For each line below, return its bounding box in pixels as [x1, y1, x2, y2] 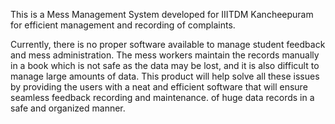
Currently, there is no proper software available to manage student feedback [10, 39, 326, 50]
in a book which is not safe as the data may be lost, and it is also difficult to [10, 60, 320, 71]
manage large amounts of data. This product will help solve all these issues [10, 70, 320, 82]
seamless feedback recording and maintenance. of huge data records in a [10, 92, 315, 103]
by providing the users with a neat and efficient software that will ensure [10, 81, 308, 93]
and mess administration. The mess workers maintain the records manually [10, 49, 320, 61]
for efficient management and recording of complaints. [10, 19, 236, 31]
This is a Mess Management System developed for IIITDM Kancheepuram [10, 9, 314, 20]
